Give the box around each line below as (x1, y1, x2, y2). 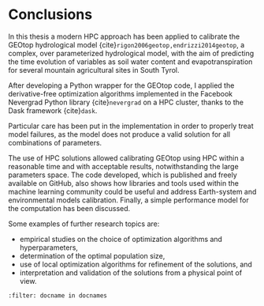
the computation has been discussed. (8, 203, 131, 213)
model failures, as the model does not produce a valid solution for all (8, 129, 231, 139)
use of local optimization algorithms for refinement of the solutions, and (19, 259, 252, 269)
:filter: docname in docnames (8, 291, 108, 300)
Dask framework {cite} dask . (8, 105, 98, 115)
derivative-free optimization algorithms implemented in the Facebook (8, 89, 233, 98)
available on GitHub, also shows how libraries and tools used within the (8, 178, 239, 187)
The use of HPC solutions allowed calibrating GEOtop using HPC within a (8, 153, 244, 163)
